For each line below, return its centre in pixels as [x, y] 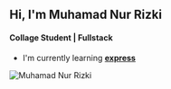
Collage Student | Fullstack [61, 37]
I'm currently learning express [79, 58]
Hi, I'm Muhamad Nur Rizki [86, 15]
